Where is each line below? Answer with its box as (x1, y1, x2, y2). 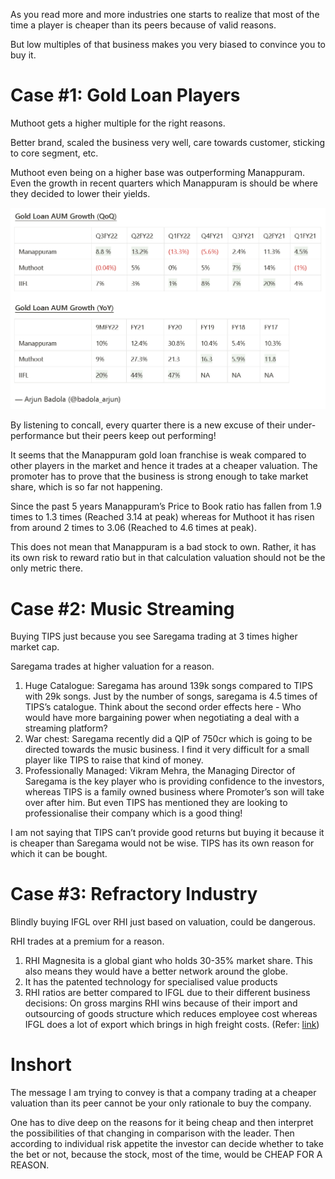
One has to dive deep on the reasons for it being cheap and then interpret (10, 1117, 314, 1129)
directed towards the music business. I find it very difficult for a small (24, 744, 310, 756)
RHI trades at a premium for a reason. (10, 935, 165, 948)
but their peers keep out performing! (66, 430, 217, 442)
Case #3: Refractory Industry (10, 883, 258, 906)
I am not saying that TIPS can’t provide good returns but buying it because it (10, 827, 325, 839)
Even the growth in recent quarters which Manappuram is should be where (10, 177, 318, 189)
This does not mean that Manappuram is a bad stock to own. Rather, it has (10, 541, 317, 553)
